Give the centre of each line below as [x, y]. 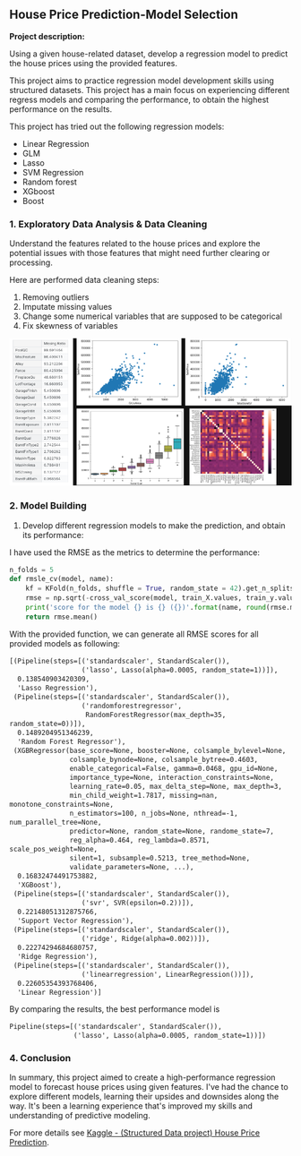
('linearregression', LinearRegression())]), [168, 974]
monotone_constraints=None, [62, 804]
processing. [31, 262]
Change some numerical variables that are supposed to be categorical [152, 316]
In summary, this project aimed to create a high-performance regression [142, 1077]
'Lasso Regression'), [58, 688]
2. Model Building [48, 506]
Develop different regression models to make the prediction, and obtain [154, 525]
